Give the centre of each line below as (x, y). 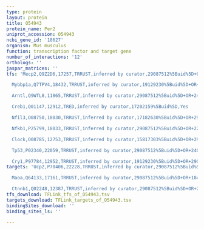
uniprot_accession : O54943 (40, 35)
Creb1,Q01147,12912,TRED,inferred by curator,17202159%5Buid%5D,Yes (100, 107)
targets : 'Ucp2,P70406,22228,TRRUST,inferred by (69, 167)
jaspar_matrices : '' (32, 68)
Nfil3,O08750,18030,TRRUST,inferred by (62, 118)
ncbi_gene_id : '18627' (35, 40)
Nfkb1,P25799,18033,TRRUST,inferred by (62, 128)
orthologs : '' (24, 62)
